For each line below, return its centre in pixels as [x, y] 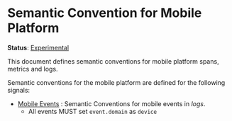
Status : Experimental [38, 47]
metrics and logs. [33, 69]
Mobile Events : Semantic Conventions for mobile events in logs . [111, 103]
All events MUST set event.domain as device [93, 111]
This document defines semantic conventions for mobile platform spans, [113, 61]
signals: [19, 90]
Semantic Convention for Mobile [105, 13]
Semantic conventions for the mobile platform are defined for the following [116, 82]
